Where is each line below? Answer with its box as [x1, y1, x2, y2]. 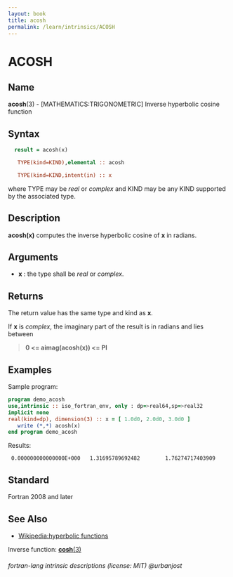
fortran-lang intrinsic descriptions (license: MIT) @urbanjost [8, 561, 182, 569]
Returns [8, 290, 44, 302]
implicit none [8, 409, 50, 416]
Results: [8, 442, 32, 450]
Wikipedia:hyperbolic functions [18, 531, 109, 540]
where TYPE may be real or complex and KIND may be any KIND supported [8, 184, 227, 193]
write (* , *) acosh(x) [17, 422, 81, 429]
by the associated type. [8, 192, 76, 200]
